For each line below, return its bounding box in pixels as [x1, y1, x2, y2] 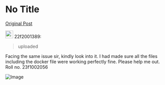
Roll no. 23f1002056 [5, 64, 48, 70]
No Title [5, 4, 40, 15]
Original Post [5, 20, 33, 26]
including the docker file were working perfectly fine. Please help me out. [5, 59, 160, 65]
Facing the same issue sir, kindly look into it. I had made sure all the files [5, 53, 158, 59]
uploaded [17, 43, 38, 49]
